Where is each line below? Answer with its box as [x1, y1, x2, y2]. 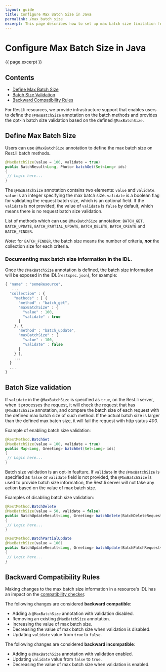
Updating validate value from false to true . [12, 656, 102, 662]
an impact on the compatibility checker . [5, 592, 85, 597]
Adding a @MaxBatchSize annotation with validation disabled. [12, 610, 134, 616]
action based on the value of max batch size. [5, 485, 97, 491]
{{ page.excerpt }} [5, 59, 42, 65]
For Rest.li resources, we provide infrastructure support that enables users [5, 107, 157, 112]
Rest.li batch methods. [5, 150, 51, 156]
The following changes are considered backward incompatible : [5, 641, 135, 647]
